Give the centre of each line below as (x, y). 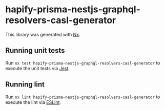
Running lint (25, 85)
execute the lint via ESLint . (33, 102)
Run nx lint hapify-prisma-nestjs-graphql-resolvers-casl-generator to (83, 97)
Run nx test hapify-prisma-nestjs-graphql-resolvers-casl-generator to (83, 63)
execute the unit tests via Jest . (38, 68)
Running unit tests (35, 50)
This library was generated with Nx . (43, 34)
